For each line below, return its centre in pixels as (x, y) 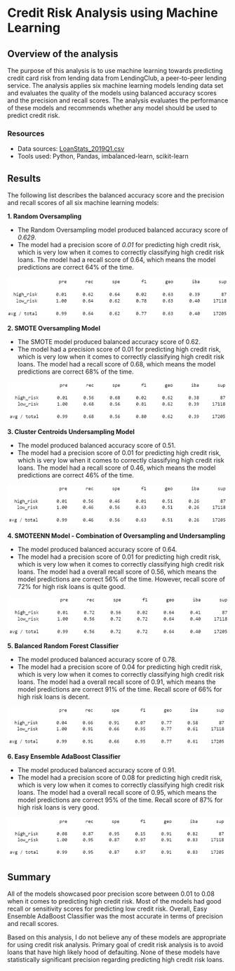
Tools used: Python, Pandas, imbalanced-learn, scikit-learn (103, 157)
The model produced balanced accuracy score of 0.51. (96, 445)
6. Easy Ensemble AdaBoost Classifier (64, 756)
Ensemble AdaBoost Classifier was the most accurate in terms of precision (115, 916)
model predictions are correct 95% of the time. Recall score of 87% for (120, 800)
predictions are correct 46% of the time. (76, 475)
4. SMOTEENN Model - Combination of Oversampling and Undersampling (116, 536)
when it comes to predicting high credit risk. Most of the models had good (114, 901)
